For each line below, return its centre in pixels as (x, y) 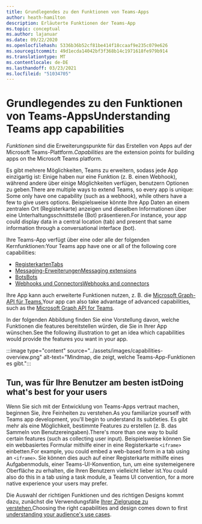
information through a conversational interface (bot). (71, 228)
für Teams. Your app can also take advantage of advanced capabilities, (103, 302)
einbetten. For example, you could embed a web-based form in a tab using (98, 451)
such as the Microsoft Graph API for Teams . (60, 308)
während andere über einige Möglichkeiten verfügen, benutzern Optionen (98, 183)
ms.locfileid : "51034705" (38, 74)
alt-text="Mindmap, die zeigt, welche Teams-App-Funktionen (119, 357)
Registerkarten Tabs (39, 264)
